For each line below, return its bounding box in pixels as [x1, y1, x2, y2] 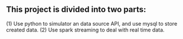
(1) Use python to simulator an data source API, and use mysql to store [6, 20, 178, 27]
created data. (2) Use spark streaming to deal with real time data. [6, 26, 165, 33]
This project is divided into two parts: [6, 5, 146, 15]
